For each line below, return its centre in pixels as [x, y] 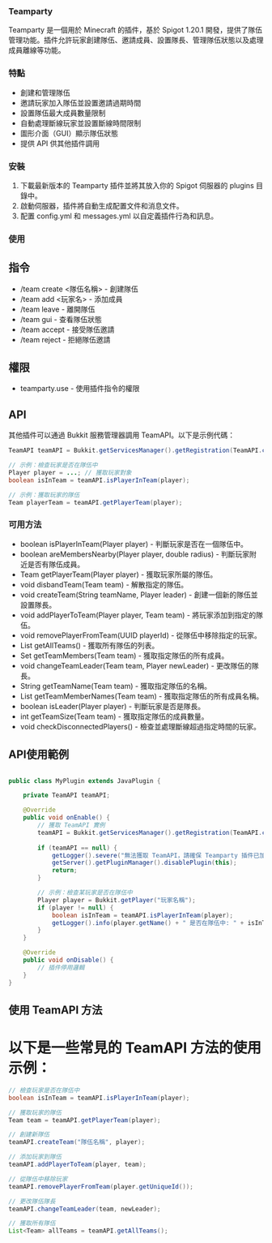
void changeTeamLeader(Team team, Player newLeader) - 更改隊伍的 [136, 665]
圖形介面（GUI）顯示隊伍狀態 [69, 133]
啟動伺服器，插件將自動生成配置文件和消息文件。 [102, 205]
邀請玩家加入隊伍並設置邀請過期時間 [81, 102]
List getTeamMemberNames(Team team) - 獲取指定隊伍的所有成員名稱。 [142, 696]
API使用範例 [39, 755]
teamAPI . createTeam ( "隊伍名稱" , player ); [77, 1142]
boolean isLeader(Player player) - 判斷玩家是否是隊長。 [112, 706]
